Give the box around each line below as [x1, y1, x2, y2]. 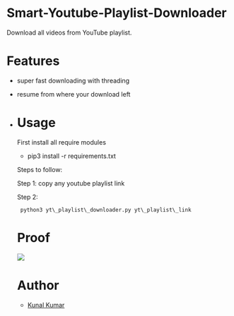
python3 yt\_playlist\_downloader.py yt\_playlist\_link [20, 206, 192, 213]
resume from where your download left [16, 90, 131, 98]
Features [6, 53, 60, 69]
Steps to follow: [16, 165, 63, 174]
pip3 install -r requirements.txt [27, 152, 116, 160]
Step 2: [16, 193, 38, 201]
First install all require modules [16, 138, 107, 146]
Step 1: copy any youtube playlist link [16, 178, 125, 188]
